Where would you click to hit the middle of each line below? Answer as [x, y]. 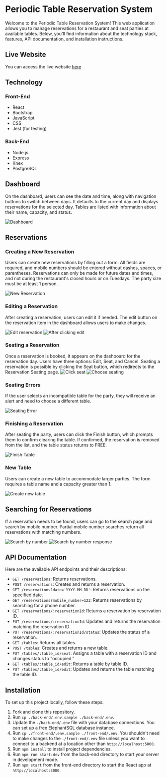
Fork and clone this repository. [43, 712]
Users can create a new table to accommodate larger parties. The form [78, 478]
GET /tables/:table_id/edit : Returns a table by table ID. [70, 664]
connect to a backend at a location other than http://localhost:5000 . [83, 744]
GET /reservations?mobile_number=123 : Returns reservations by [77, 600]
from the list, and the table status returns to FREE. [56, 445]
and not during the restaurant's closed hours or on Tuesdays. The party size [83, 279]
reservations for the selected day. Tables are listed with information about [81, 207]
